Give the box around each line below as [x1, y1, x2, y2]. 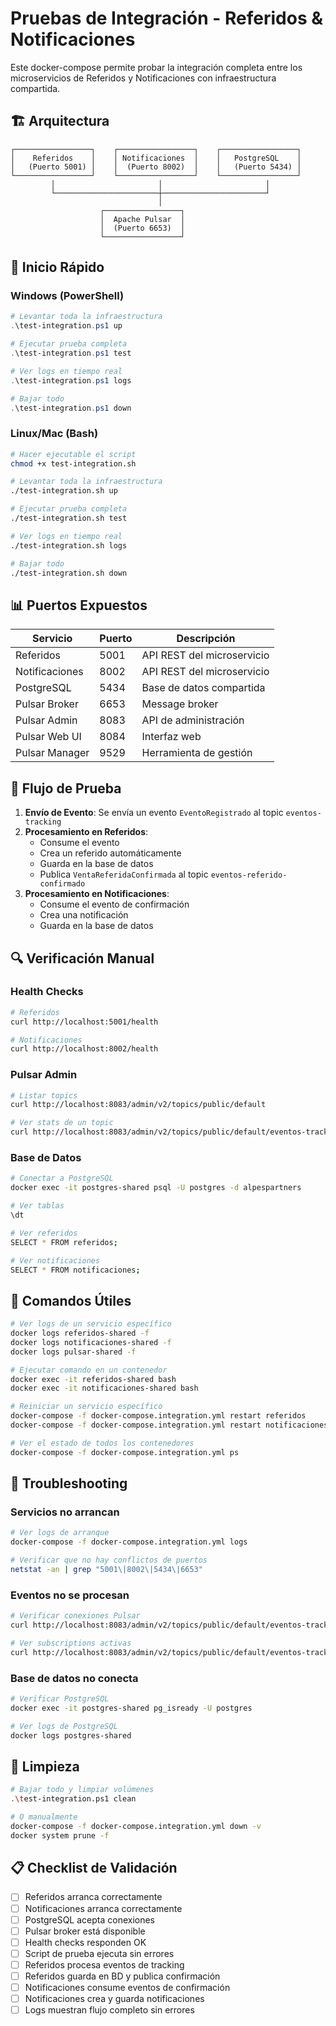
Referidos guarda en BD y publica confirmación [24, 1970, 221, 1982]
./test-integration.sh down [10, 568, 128, 578]
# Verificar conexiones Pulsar [10, 1611, 141, 1621]
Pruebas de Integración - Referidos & [10, 7, 324, 30]
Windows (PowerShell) [10, 289, 125, 303]
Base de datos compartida [141, 681, 266, 695]
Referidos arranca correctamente [24, 1891, 163, 1903]
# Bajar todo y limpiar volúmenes [10, 1785, 155, 1795]
